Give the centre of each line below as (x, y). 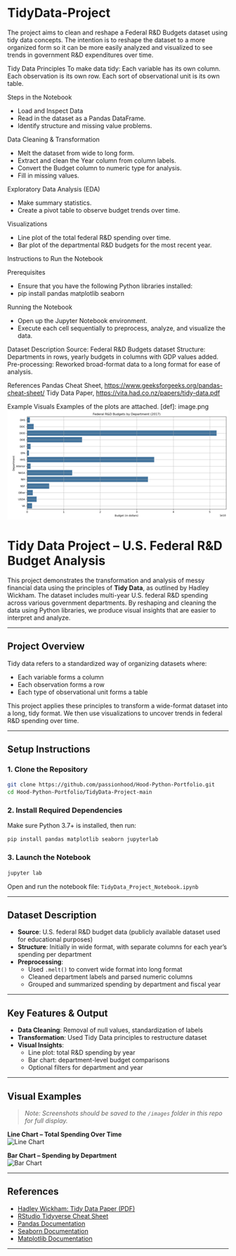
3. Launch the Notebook (49, 858)
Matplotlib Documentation (55, 1238)
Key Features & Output (58, 1013)
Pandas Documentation (51, 1224)
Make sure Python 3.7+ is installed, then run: (72, 826)
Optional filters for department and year (85, 1067)
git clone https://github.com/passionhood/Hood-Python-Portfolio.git (111, 785)
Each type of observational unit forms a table (83, 692)
